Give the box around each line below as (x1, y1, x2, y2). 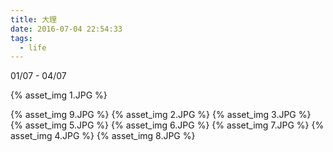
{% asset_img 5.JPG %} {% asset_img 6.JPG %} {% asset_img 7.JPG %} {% (10, 119, 325, 131)
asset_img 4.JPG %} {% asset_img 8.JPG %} (10, 130, 196, 142)
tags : (10, 33, 33, 43)
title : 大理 (10, 14, 57, 25)
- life (19, 42, 47, 53)
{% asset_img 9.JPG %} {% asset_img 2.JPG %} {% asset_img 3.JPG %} (10, 109, 312, 121)
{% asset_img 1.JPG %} (10, 89, 108, 101)
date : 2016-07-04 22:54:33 (10, 24, 123, 34)
